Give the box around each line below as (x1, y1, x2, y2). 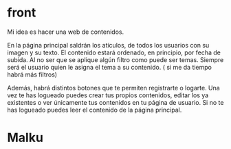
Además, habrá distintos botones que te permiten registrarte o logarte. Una (7, 83, 220, 92)
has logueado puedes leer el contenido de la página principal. (7, 106, 182, 114)
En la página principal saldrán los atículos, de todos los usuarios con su (7, 41, 210, 49)
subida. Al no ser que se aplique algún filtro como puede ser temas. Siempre (7, 55, 224, 63)
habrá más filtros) (7, 70, 57, 79)
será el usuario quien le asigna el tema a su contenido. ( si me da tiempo (7, 63, 212, 71)
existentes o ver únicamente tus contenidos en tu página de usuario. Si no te (7, 98, 224, 106)
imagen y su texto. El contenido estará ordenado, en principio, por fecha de (7, 48, 221, 57)
